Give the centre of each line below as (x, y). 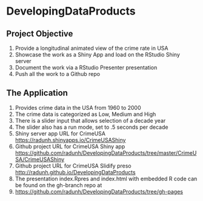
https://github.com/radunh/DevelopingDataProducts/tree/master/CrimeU (106, 152)
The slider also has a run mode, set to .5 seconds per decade (92, 127)
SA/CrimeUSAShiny (40, 159)
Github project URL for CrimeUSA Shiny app (70, 146)
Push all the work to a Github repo (58, 74)
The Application (37, 93)
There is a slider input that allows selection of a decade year (90, 120)
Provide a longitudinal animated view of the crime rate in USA (92, 48)
